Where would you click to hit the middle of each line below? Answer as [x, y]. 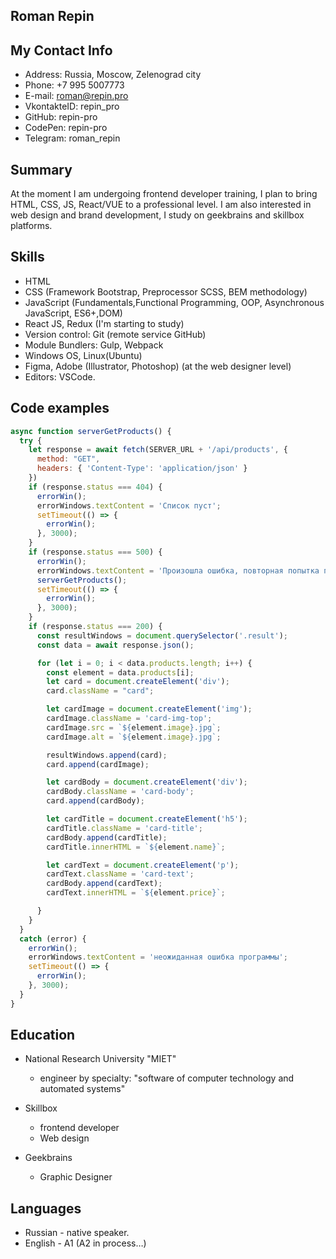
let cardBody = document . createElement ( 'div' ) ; [147, 782]
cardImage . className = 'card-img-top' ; [129, 719]
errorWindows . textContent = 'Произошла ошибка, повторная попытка [178, 570]
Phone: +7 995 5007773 [74, 85]
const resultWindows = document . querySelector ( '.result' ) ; [162, 635]
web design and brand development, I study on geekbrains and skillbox [157, 215]
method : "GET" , [68, 459]
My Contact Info [61, 50]
